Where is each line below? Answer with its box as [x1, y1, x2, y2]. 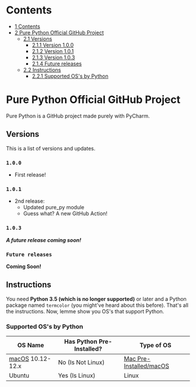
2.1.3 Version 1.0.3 [32, 54, 75, 61]
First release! [14, 171, 46, 178]
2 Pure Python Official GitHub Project [14, 29, 104, 36]
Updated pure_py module [23, 204, 85, 211]
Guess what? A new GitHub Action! [23, 210, 108, 217]
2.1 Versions [23, 35, 52, 42]
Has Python [64, 337, 97, 345]
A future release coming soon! [6, 236, 82, 243]
